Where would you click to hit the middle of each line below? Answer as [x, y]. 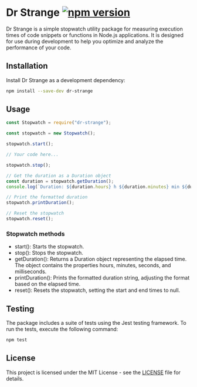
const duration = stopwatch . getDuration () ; [60, 181]
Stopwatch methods [35, 234]
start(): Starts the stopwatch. [49, 247]
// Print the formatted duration [47, 197]
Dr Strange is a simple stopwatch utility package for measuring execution [94, 29]
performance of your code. [39, 48]
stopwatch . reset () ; [30, 219]
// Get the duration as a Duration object [59, 176]
